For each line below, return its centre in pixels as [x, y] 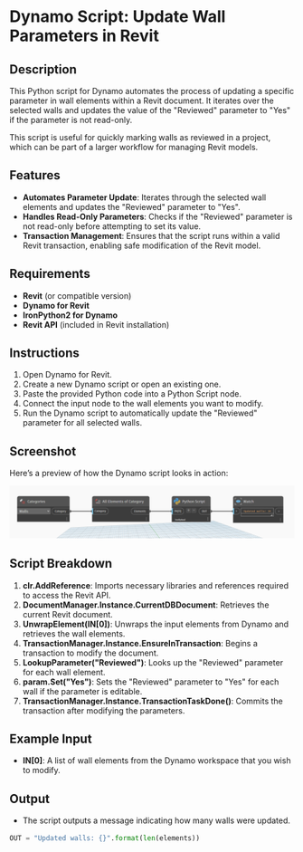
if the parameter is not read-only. [71, 120]
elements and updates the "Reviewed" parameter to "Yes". [132, 206]
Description [43, 69]
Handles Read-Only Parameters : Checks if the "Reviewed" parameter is [157, 216]
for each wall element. [64, 672]
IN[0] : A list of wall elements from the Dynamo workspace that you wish [156, 761]
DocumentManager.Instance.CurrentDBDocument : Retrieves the [146, 605]
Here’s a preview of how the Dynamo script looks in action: [119, 474]
